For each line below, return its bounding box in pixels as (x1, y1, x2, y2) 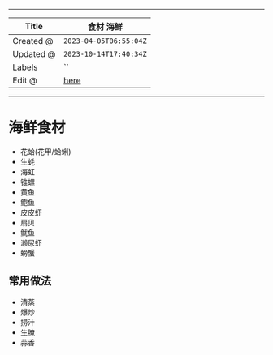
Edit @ (12, 75, 38, 86)
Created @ (12, 36, 54, 46)
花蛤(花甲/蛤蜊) (19, 147, 71, 156)
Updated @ (12, 49, 56, 59)
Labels (12, 62, 38, 73)
